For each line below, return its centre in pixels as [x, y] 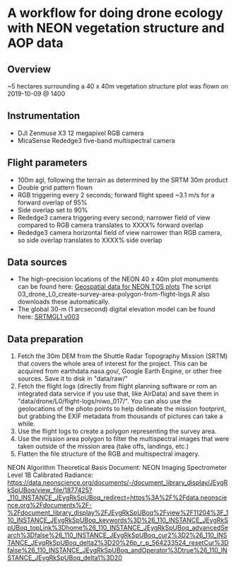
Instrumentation [44, 116]
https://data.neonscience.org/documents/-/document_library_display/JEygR [118, 483]
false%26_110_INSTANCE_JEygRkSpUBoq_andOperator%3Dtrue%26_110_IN [117, 551]
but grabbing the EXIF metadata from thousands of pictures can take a [120, 416]
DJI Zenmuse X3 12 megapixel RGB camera [81, 133]
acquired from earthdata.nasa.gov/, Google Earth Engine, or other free [120, 371]
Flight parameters [47, 163]
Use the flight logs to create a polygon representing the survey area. [117, 431]
